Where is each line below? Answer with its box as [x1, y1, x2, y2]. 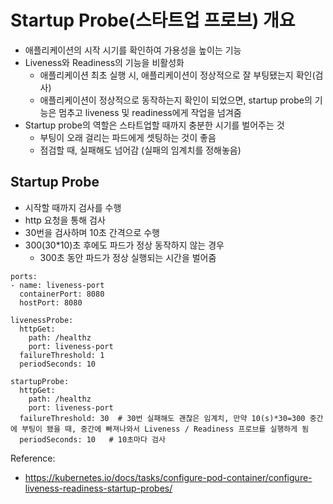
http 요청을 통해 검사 [24, 214, 106, 226]
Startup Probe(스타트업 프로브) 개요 [10, 9, 296, 32]
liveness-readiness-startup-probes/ [24, 482, 173, 494]
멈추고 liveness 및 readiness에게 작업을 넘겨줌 [58, 106, 242, 118]
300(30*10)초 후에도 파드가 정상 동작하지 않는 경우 [24, 239, 225, 251]
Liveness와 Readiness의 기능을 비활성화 [24, 56, 185, 68]
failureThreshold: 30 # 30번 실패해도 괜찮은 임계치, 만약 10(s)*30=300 [19, 413, 306, 423]
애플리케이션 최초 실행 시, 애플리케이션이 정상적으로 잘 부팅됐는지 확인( [39, 69, 316, 81]
